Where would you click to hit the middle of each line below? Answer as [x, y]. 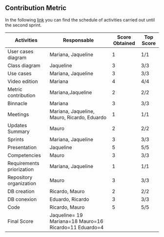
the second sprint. [23, 25]
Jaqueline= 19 [66, 215]
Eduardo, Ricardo [69, 199]
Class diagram [24, 65]
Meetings [18, 114]
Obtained [124, 43]
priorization [21, 169]
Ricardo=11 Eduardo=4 [77, 227]
